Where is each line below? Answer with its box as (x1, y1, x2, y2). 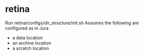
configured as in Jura (5, 25, 48, 31)
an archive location (12, 40, 51, 46)
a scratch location (12, 45, 49, 51)
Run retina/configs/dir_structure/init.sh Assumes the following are (5, 20, 139, 26)
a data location (12, 35, 43, 41)
